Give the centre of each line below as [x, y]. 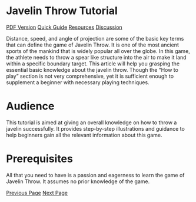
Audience [30, 106]
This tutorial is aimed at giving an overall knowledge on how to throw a [92, 122]
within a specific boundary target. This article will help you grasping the [93, 64]
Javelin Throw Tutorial [62, 11]
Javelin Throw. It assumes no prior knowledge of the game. [78, 181]
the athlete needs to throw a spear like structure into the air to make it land [96, 57]
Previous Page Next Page [37, 193]
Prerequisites [40, 159]
